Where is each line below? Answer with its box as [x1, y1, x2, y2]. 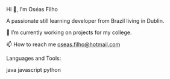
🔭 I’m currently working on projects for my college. [6, 29, 132, 36]
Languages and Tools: [6, 54, 61, 62]
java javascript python [6, 66, 61, 73]
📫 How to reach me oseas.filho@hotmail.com [6, 41, 121, 48]
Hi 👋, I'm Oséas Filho [6, 6, 58, 13]
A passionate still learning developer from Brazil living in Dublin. [6, 17, 165, 24]
